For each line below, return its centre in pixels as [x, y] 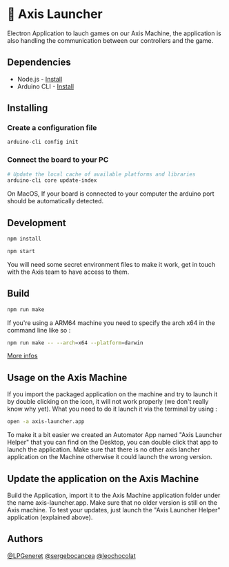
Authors [25, 539]
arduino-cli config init [43, 142]
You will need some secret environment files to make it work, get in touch [111, 264]
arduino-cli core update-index [52, 180]
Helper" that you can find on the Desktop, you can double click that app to [113, 443]
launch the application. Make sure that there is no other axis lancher [103, 449]
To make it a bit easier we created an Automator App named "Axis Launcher [115, 435]
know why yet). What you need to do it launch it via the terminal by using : [112, 409]
